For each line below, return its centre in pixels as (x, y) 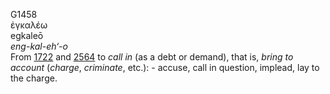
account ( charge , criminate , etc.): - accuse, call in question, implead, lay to (165, 67)
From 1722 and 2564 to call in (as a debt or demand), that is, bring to (152, 57)
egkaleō (27, 35)
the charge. (34, 78)
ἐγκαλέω (29, 25)
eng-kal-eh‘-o (39, 46)
